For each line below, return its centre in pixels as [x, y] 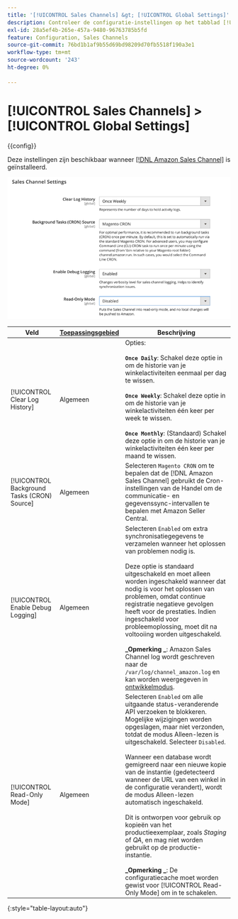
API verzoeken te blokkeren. [166, 711]
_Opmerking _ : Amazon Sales [168, 649]
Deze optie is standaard [160, 566]
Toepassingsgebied [89, 332]
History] [22, 407]
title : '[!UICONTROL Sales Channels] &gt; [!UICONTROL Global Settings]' [119, 15]
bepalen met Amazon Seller [165, 511]
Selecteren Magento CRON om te [170, 466]
